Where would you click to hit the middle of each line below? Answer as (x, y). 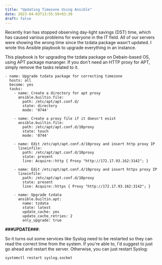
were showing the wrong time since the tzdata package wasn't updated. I (78, 43)
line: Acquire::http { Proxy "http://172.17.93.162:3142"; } (86, 161)
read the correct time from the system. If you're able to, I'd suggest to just (79, 244)
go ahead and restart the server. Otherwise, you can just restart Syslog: (76, 249)
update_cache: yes (41, 212)
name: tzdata (36, 203)
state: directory (40, 106)
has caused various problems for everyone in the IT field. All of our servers (80, 37)
